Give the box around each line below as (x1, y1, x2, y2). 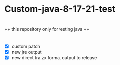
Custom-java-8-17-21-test (4, 3, 116, 15)
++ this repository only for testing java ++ (4, 26, 90, 32)
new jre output (11, 49, 42, 55)
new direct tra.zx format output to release (11, 54, 97, 60)
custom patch (11, 43, 40, 49)
